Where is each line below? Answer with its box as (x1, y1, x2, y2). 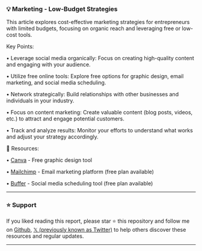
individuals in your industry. (6, 97, 75, 104)
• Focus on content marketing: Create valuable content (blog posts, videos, (6, 109, 193, 116)
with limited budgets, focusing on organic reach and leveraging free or (6, 25, 181, 32)
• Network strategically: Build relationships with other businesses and (6, 91, 179, 98)
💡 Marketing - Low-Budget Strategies (6, 5, 118, 13)
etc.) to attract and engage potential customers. (6, 115, 124, 122)
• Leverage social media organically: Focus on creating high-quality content (6, 55, 194, 62)
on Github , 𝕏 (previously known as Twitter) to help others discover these (6, 226, 186, 233)
